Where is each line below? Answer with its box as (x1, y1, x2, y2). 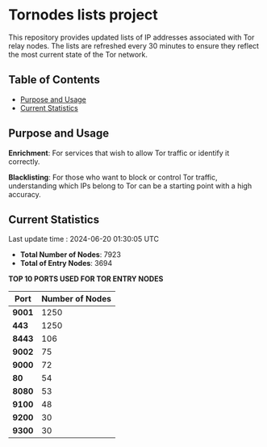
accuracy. (8, 189, 42, 199)
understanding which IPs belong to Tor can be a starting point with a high (8, 180, 252, 191)
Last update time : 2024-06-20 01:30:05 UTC (8, 234, 160, 244)
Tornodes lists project (8, 6, 159, 24)
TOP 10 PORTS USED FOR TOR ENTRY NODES (8, 274, 164, 284)
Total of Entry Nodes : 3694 (19, 259, 113, 268)
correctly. (8, 156, 40, 167)
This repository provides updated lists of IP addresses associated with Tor (8, 32, 255, 42)
